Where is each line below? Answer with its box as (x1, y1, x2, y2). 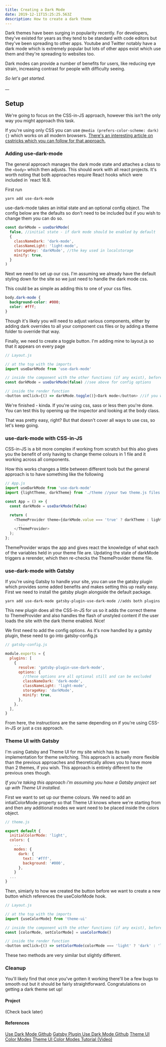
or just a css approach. (17, 725, 64, 731)
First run (5, 186, 22, 193)
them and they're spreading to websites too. (5, 51, 95, 57)
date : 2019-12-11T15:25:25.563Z (5, 12, 72, 17)
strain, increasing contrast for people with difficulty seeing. (5, 66, 125, 72)
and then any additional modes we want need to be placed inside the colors (5, 805, 159, 811)
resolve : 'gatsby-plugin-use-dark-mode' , (18, 665, 105, 670)
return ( (9, 512, 28, 517)
